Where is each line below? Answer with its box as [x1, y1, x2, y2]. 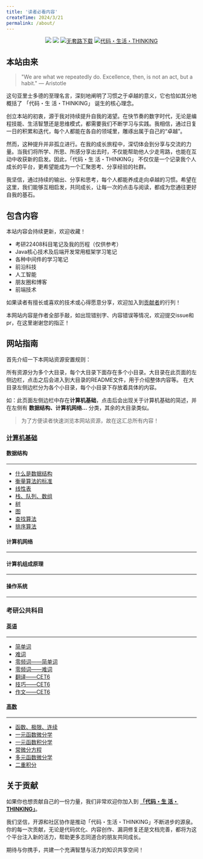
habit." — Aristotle [21, 80, 66, 87]
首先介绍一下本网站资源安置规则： [6, 355, 91, 363]
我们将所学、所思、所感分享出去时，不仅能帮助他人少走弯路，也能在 [22, 148, 192, 155]
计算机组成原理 [6, 560, 43, 567]
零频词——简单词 [14, 658, 58, 665]
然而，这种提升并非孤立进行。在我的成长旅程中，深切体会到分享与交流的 [6, 140, 186, 148]
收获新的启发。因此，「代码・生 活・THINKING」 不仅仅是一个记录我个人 [16, 155, 196, 163]
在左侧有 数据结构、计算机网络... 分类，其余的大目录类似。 [6, 404, 152, 411]
